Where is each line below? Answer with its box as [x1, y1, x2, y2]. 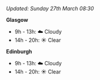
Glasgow [6, 16, 28, 23]
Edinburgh [6, 48, 32, 55]
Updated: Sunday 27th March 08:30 [6, 5, 94, 12]
